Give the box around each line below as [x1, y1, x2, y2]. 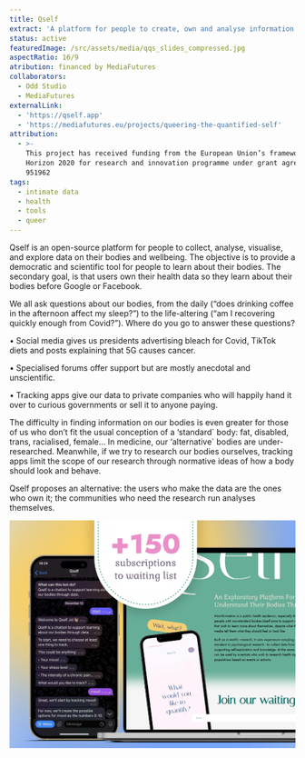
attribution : [9, 130, 59, 139]
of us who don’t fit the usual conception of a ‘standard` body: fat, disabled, [9, 427, 289, 437]
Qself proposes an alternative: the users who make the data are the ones [9, 483, 282, 494]
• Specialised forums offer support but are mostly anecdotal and [9, 363, 251, 373]
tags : [9, 177, 30, 186]
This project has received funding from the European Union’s [25, 149, 266, 158]
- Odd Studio [17, 82, 67, 91]
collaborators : [9, 73, 67, 82]
